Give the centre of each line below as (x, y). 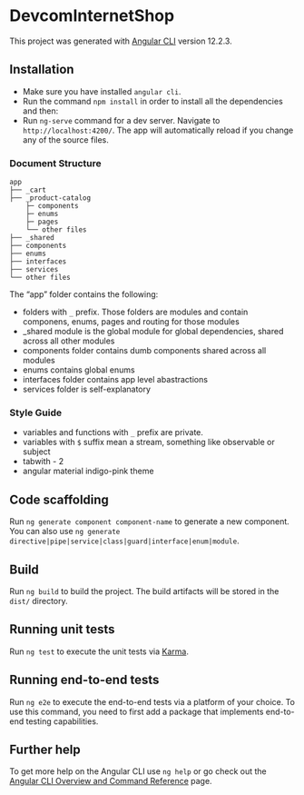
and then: (40, 111)
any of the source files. (65, 139)
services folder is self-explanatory (87, 389)
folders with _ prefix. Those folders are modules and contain (135, 312)
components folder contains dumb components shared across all (144, 351)
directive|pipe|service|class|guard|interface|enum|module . (124, 541)
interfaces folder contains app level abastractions (115, 380)
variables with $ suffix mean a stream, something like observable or (148, 442)
